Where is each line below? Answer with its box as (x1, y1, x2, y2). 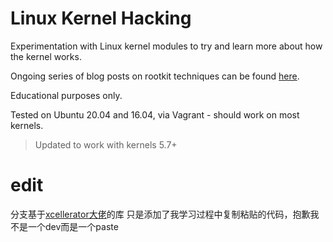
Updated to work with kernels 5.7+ (34, 138, 178, 151)
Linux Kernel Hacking (10, 7, 192, 30)
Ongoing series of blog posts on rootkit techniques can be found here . (10, 70, 300, 82)
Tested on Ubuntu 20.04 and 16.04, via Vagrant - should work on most (10, 108, 300, 121)
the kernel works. (10, 50, 82, 62)
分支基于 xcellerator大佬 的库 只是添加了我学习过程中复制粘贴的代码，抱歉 (10, 208, 311, 220)
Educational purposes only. (10, 89, 123, 101)
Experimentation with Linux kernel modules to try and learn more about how (10, 40, 323, 52)
